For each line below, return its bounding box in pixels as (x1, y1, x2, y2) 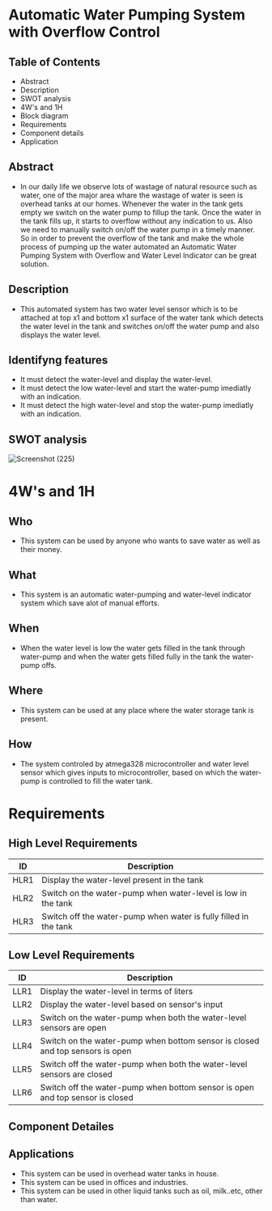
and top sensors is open (40, 1046, 132, 1057)
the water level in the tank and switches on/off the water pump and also (19, 321, 260, 331)
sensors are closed (40, 1069, 113, 1080)
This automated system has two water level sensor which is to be (19, 304, 239, 313)
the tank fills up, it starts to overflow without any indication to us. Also (19, 216, 253, 226)
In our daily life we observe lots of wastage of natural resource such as (19, 181, 257, 191)
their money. (19, 545, 62, 555)
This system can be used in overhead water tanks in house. (19, 1168, 219, 1179)
